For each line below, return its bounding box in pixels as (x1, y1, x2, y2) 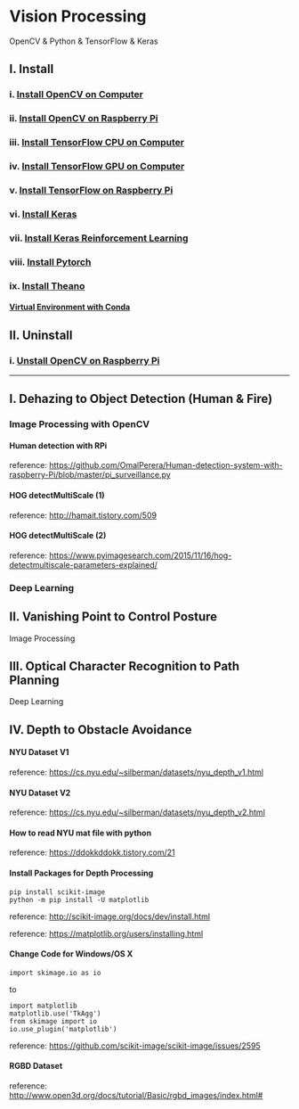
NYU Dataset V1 (9, 747, 69, 758)
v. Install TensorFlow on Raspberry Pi (9, 184, 174, 196)
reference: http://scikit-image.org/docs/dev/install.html (9, 911, 211, 922)
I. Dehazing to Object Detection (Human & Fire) (9, 391, 273, 407)
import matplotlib (9, 1001, 77, 1010)
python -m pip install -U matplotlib (9, 895, 149, 904)
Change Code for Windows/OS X (9, 949, 133, 959)
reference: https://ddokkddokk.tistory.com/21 (9, 847, 175, 858)
